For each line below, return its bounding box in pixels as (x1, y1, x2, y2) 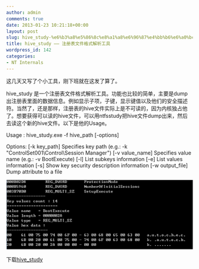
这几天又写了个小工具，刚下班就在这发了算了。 (6, 77, 120, 84)
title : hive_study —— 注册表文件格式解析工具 (6, 41, 111, 47)
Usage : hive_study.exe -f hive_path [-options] (6, 131, 120, 139)
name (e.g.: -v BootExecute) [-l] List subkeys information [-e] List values (6, 155, 183, 162)
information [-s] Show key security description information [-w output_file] (6, 162, 188, 169)
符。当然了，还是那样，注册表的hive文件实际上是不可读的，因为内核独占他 (6, 104, 188, 112)
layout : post (6, 28, 38, 34)
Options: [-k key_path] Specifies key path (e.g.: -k (6, 143, 128, 150)
